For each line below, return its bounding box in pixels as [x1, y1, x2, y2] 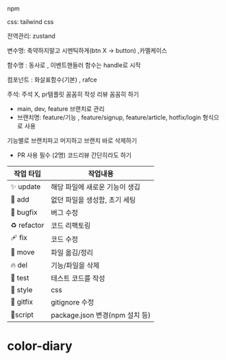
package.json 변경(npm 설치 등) [51, 311, 151, 320]
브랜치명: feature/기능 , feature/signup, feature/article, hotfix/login [16, 113, 201, 121]
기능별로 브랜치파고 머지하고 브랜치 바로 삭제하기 [7, 136, 138, 145]
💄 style [10, 285, 33, 294]
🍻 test [10, 273, 29, 283]
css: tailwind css [7, 18, 54, 25]
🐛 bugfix [10, 208, 38, 217]
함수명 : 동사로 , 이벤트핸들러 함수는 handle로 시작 [7, 61, 142, 69]
